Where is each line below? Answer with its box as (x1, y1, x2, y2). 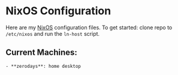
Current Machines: (5, 48, 77, 58)
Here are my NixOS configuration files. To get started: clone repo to (5, 24, 173, 31)
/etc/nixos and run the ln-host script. (5, 30, 100, 37)
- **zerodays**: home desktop (5, 63, 82, 69)
